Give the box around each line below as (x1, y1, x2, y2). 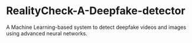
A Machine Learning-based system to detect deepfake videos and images (6, 24, 187, 31)
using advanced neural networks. (6, 29, 87, 37)
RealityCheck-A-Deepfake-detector (6, 4, 186, 18)
